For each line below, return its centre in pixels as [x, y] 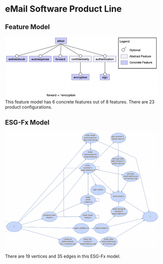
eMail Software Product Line [63, 9]
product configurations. [29, 107]
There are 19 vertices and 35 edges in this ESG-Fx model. [63, 256]
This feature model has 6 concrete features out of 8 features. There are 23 [80, 102]
